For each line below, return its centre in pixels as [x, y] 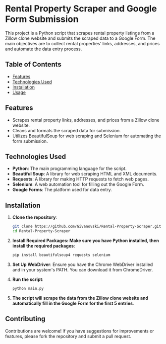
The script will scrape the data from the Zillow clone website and [80, 298]
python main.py [28, 288]
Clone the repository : [35, 217]
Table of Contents [33, 64]
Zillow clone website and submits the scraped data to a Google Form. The [81, 38]
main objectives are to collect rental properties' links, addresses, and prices [83, 43]
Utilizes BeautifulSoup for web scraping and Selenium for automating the [86, 136]
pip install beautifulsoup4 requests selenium [61, 255]
